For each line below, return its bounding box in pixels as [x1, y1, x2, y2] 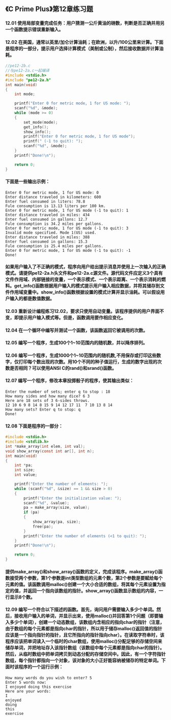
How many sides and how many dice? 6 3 [5, 393, 90, 398]
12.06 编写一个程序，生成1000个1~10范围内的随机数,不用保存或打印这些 [5, 352, 157, 358]
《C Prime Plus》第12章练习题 [5, 5, 93, 14]
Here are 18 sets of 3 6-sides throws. [5, 398, 90, 403]
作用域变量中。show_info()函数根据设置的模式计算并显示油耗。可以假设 [9, 289, 160, 295]
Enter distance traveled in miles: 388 [5, 235, 90, 240]
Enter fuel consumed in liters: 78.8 [5, 199, 85, 204]
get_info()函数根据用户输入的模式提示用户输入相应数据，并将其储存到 [14, 283, 160, 289]
